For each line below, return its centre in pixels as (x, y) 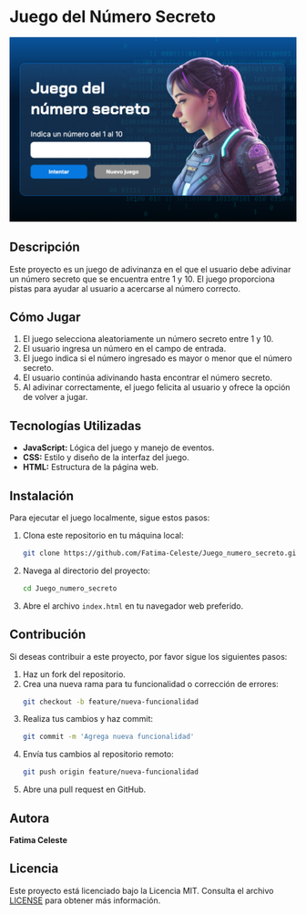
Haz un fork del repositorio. (74, 674)
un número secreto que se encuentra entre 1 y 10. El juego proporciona (142, 279)
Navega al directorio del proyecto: (86, 571)
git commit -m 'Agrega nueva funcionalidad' (108, 737)
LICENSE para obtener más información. (85, 900)
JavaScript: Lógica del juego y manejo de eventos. (118, 447)
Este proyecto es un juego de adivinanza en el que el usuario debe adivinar (150, 269)
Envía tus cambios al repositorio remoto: (98, 755)
